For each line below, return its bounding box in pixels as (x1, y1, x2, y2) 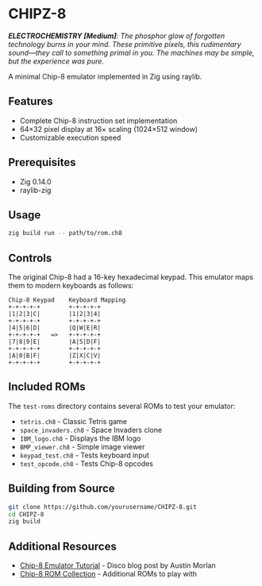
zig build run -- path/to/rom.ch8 (8, 229, 123, 237)
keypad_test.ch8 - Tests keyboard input (19, 450, 149, 460)
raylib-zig (19, 185, 52, 195)
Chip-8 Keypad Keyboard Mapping (8, 296, 126, 304)
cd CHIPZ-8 (8, 510, 44, 519)
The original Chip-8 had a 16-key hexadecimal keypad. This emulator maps (8, 272, 254, 282)
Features (8, 94, 53, 108)
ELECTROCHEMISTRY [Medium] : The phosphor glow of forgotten (8, 31, 225, 40)
